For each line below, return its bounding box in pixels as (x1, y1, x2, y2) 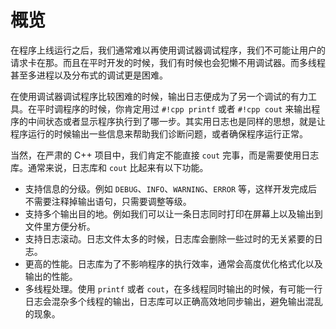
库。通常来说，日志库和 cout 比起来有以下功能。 (10, 161, 209, 173)
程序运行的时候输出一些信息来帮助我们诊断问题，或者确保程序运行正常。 (10, 127, 308, 140)
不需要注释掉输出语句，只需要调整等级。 (24, 195, 192, 207)
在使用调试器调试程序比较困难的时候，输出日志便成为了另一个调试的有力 (10, 90, 308, 102)
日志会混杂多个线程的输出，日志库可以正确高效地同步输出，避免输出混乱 (24, 295, 323, 307)
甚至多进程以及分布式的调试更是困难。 (10, 69, 168, 81)
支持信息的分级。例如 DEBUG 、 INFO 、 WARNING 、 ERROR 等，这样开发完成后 (24, 182, 318, 195)
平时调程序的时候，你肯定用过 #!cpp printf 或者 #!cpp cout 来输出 (36, 102, 312, 115)
